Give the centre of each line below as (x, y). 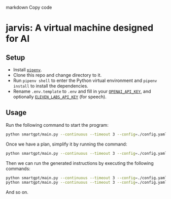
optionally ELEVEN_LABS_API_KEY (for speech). (60, 97)
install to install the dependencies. (50, 86)
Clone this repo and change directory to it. (57, 75)
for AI (18, 39)
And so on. (17, 192)
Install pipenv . (27, 70)
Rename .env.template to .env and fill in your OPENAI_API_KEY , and (82, 91)
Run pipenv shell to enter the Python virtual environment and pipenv (85, 80)
